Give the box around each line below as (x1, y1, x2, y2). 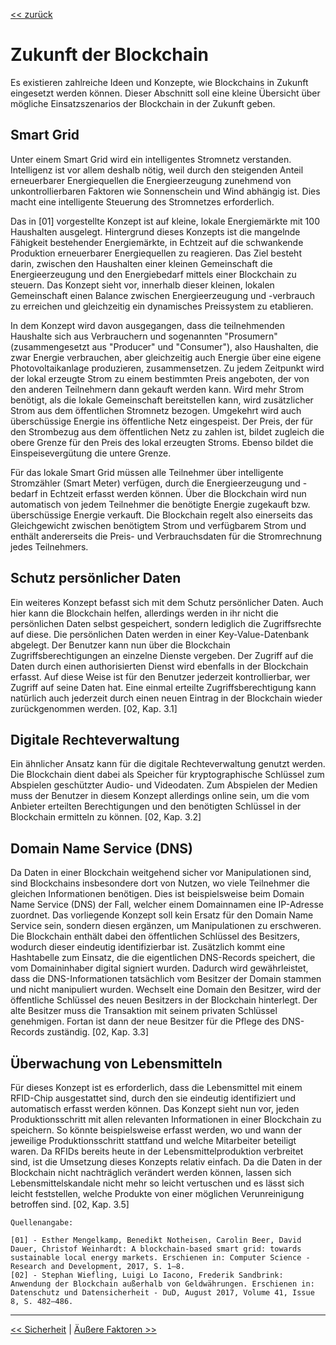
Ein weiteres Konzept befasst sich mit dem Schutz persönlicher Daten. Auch (10, 596, 324, 608)
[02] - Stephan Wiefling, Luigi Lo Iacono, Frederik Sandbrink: (10, 1270, 284, 1280)
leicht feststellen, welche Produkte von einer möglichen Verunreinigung (10, 1188, 305, 1199)
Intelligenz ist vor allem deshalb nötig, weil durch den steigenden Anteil (10, 164, 304, 176)
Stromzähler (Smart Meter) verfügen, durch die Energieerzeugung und (10, 477, 301, 489)
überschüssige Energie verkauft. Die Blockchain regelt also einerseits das (10, 509, 313, 521)
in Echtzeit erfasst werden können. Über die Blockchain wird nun (39, 487, 307, 499)
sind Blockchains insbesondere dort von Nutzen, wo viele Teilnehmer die (10, 877, 311, 889)
